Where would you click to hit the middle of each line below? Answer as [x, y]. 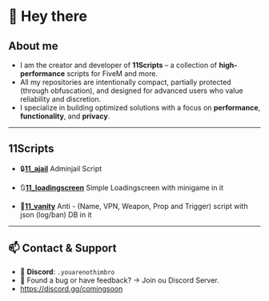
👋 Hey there [48, 16]
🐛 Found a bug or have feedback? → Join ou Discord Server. [120, 280]
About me [33, 46]
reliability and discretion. [60, 99]
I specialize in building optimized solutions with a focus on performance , [140, 108]
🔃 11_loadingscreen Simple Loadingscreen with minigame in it [122, 187]
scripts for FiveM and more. [112, 74]
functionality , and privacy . [65, 116]
